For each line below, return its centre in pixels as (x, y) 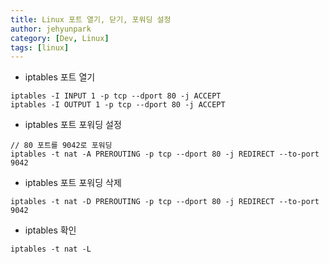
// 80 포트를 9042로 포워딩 (61, 146)
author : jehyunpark (51, 29)
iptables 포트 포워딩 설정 (73, 125)
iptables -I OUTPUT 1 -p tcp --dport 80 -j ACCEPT (118, 105)
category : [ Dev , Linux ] (60, 38)
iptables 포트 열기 (60, 77)
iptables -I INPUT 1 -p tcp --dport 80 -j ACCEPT (116, 96)
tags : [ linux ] (40, 47)
